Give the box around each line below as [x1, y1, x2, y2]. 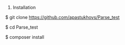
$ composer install [5, 34, 44, 40]
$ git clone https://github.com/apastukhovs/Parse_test [5, 14, 120, 20]
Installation [12, 5, 36, 10]
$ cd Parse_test [5, 24, 38, 30]
